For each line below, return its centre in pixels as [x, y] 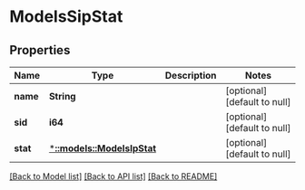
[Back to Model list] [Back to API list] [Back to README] [113, 176]
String [62, 96]
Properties [40, 50]
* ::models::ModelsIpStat [103, 148]
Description [191, 76]
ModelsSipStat [66, 17]
